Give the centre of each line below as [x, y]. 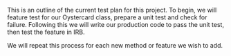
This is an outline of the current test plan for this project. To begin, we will [112, 10]
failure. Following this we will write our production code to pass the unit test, [116, 25]
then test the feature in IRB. [46, 32]
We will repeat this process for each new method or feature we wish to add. [115, 45]
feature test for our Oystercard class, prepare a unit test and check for [107, 17]
